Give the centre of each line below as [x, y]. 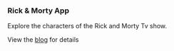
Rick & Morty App [39, 11]
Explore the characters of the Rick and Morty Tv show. [87, 26]
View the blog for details [43, 40]
